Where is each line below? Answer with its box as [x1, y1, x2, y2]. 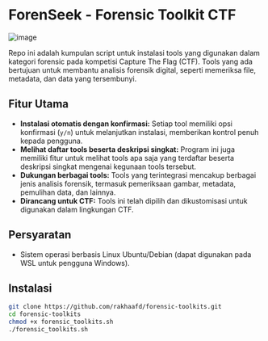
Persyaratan [8, 228, 72, 242]
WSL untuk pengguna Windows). [19, 258, 131, 267]
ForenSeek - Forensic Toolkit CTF [8, 6, 237, 24]
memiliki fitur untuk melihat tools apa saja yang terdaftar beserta [19, 153, 235, 162]
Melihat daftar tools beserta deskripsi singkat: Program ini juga [19, 144, 236, 154]
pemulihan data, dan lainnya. [19, 187, 116, 197]
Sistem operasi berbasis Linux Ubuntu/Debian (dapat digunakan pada [19, 249, 252, 259]
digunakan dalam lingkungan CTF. [19, 204, 135, 214]
